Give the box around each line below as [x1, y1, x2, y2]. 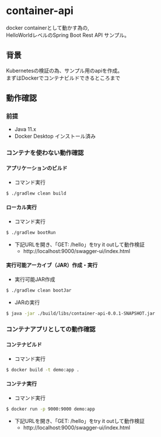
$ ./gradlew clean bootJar [6, 287, 72, 293]
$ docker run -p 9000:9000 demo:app [6, 406, 95, 412]
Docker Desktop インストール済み [14, 133, 96, 140]
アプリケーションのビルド [6, 164, 68, 171]
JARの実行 [14, 299, 40, 306]
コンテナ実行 [6, 380, 37, 387]
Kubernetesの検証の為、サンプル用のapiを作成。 [6, 67, 123, 74]
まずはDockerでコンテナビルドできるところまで [6, 74, 121, 81]
